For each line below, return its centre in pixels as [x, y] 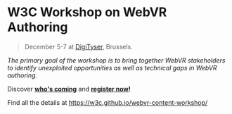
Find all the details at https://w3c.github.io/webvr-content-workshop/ [108, 102]
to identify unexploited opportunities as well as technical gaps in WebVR [112, 68]
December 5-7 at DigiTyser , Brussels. [78, 46]
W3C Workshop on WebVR [87, 12]
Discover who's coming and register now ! [69, 89]
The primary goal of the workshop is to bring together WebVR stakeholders [116, 60]
